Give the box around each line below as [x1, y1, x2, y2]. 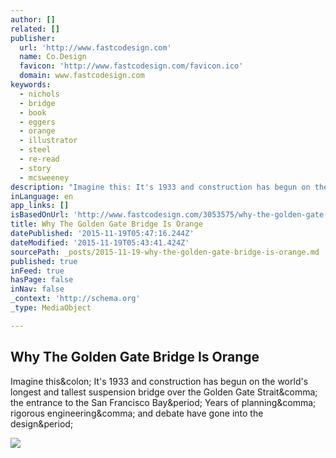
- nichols [19, 89, 60, 99]
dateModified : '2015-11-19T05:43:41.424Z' [10, 237, 190, 248]
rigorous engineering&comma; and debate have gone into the [10, 407, 264, 419]
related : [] [10, 24, 60, 34]
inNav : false [10, 284, 65, 295]
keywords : [10, 80, 52, 90]
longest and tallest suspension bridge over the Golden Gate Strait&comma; [10, 386, 318, 398]
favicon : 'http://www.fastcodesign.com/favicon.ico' [19, 61, 244, 71]
